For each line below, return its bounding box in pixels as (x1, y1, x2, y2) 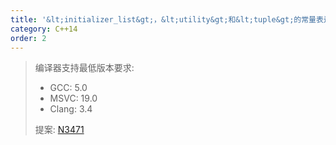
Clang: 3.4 (49, 103, 93, 115)
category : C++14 (10, 24, 78, 34)
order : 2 (10, 33, 47, 43)
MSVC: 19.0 (49, 92, 98, 105)
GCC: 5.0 (49, 82, 88, 94)
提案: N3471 (34, 124, 85, 136)
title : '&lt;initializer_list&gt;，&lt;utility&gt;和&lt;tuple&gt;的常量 (10, 14, 317, 25)
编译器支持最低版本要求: (34, 62, 135, 74)
